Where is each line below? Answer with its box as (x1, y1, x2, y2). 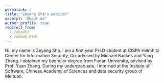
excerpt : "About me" (5, 16, 47, 21)
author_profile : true (5, 20, 49, 26)
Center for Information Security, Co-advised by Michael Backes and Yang (5, 52, 153, 58)
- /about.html (9, 34, 38, 39)
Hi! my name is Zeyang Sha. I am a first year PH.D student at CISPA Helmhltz (5, 47, 160, 53)
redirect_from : (5, 25, 36, 30)
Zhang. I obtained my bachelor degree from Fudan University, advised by (5, 58, 153, 64)
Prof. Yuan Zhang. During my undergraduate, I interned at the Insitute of (5, 63, 150, 68)
